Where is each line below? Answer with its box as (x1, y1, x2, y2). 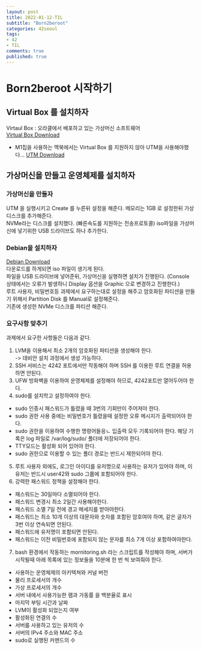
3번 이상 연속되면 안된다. (14, 520, 73, 527)
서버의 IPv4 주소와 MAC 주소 (14, 629, 83, 636)
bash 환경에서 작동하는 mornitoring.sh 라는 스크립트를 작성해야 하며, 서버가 (14, 548, 193, 556)
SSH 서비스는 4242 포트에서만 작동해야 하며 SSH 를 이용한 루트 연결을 (14, 362, 181, 369)
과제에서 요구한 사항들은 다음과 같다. (6, 334, 91, 341)
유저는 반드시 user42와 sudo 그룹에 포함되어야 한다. (14, 470, 138, 477)
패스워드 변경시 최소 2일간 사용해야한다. (14, 498, 109, 505)
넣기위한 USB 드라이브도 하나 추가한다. (17, 227, 109, 235)
